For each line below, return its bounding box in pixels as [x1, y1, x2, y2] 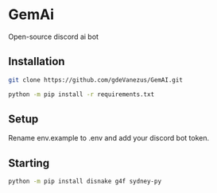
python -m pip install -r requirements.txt [8, 90, 155, 98]
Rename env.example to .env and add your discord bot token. [8, 133, 210, 143]
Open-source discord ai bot [8, 32, 99, 41]
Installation [8, 55, 65, 68]
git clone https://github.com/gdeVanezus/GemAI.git [8, 75, 183, 84]
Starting [8, 156, 50, 170]
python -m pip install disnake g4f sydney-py [8, 177, 161, 186]
